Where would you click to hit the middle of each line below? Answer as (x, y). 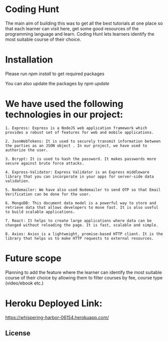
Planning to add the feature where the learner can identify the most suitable (83, 272)
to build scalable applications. (40, 212)
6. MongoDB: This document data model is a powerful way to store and (81, 203)
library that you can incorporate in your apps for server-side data (80, 177)
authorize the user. (27, 150)
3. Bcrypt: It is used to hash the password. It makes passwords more (81, 159)
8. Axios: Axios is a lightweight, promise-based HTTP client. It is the (84, 234)
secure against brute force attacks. (45, 163)
